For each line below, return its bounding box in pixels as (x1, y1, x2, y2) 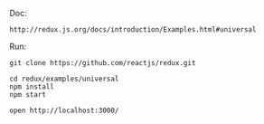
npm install (9, 82, 54, 91)
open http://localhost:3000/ (9, 106, 119, 115)
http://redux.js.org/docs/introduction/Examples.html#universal (9, 25, 257, 34)
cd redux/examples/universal (9, 74, 119, 83)
